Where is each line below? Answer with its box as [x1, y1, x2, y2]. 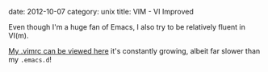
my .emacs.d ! [8, 55, 52, 64]
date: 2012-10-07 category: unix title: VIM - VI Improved [8, 7, 194, 16]
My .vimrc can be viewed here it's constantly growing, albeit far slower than [8, 46, 261, 55]
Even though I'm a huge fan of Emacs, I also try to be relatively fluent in [8, 22, 246, 31]
